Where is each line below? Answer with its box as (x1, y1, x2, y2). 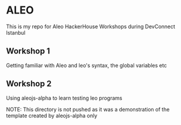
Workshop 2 (6, 79, 52, 89)
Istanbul (6, 29, 26, 36)
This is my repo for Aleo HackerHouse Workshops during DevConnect (6, 23, 176, 30)
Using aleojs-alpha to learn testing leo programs (6, 94, 122, 102)
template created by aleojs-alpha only (6, 112, 98, 119)
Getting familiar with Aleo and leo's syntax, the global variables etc (6, 62, 167, 69)
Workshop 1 (6, 46, 50, 56)
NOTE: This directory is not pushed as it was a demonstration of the (6, 106, 170, 113)
